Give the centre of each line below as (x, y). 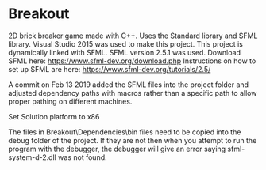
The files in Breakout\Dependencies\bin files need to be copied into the (125, 132)
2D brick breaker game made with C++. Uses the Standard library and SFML (133, 36)
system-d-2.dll (33, 157)
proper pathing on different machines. (70, 101)
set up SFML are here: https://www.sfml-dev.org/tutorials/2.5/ (110, 69)
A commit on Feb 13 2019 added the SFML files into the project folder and (128, 85)
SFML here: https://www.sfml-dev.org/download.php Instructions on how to (132, 61)
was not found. (83, 157)
